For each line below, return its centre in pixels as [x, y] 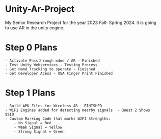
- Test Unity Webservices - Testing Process [51, 65]
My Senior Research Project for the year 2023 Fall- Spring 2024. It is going [81, 23]
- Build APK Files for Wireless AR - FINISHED [54, 106]
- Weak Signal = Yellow [38, 127]
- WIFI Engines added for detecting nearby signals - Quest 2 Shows [78, 110]
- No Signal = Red [33, 123]
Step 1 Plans [30, 93]
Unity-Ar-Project [40, 9]
